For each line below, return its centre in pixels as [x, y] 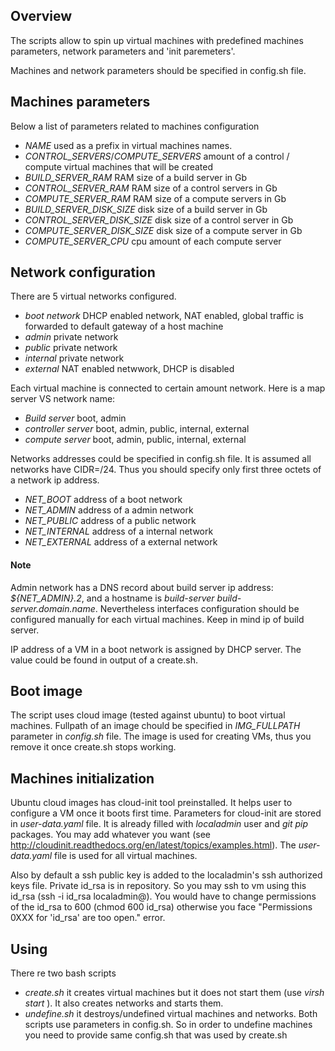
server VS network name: [63, 399]
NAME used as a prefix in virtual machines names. [128, 145]
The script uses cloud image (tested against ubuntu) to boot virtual [148, 715]
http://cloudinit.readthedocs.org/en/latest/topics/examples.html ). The [153, 845]
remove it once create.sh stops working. [93, 747]
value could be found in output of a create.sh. [104, 660]
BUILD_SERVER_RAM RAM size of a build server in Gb [136, 177]
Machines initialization [82, 778]
